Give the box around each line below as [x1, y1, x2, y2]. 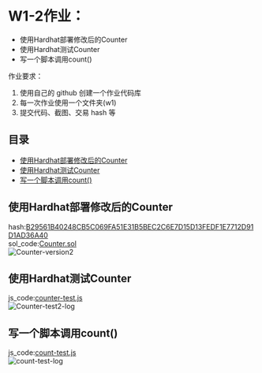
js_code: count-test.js [8, 348, 77, 357]
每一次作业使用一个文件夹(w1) [19, 98, 117, 107]
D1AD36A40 [8, 230, 49, 240]
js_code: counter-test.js [8, 293, 83, 303]
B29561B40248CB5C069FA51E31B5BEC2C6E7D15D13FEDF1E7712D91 [25, 222, 254, 231]
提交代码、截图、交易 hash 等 [19, 107, 116, 117]
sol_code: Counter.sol [8, 238, 77, 248]
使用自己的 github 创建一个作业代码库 [19, 88, 142, 97]
